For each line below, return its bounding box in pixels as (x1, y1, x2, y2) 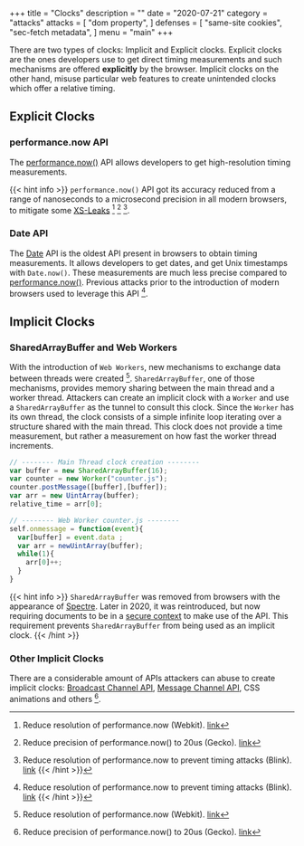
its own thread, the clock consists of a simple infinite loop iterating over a (9, 411, 282, 422)
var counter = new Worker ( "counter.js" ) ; (9, 474, 168, 483)
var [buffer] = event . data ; (17, 533, 124, 542)
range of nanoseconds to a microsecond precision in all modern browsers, (9, 194, 288, 204)
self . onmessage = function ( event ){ (9, 524, 144, 533)
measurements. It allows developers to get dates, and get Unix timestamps (9, 257, 288, 268)
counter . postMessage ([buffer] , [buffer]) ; (9, 483, 168, 492)
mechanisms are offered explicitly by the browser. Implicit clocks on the (9, 63, 279, 74)
